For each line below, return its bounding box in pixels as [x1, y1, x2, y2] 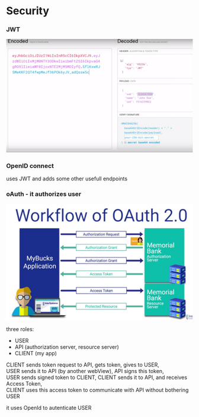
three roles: [6, 326, 34, 333]
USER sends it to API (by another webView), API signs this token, [6, 368, 164, 375]
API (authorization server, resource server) [14, 343, 120, 351]
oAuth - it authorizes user [6, 190, 82, 198]
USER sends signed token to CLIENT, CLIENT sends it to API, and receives [6, 374, 188, 381]
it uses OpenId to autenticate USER [6, 405, 92, 412]
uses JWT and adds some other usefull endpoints [6, 175, 128, 182]
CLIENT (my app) [14, 350, 57, 357]
